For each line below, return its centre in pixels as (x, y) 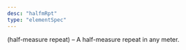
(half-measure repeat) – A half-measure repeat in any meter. (93, 39)
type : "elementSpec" (37, 20)
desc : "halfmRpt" (32, 13)
